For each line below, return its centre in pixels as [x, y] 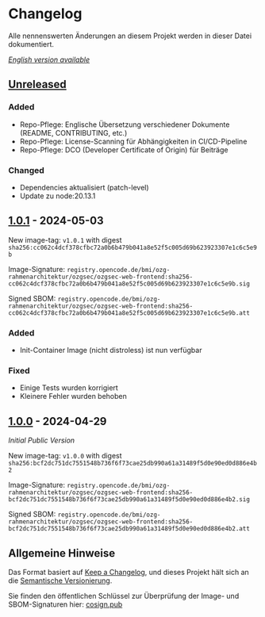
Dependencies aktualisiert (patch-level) [84, 187]
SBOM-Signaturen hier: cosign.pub [65, 604]
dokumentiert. [31, 44]
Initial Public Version [42, 440]
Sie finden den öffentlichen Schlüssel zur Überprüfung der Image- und [124, 596]
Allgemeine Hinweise [62, 553]
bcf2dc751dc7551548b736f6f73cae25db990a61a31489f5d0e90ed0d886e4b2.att [129, 529]
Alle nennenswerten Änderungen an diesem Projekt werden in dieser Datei [130, 36]
